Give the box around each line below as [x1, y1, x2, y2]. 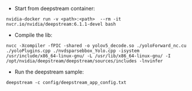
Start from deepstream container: [14, 5, 95, 12]
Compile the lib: [14, 32, 53, 38]
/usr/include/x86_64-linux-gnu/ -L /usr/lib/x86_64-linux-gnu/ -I [6, 53, 171, 59]
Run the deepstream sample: [14, 68, 84, 75]
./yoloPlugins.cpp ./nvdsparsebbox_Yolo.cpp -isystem [6, 48, 140, 54]
